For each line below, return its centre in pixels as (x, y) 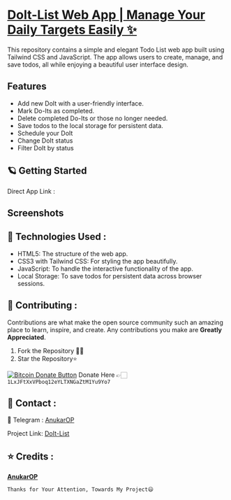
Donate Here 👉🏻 (103, 375)
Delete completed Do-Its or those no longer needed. (92, 118)
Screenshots (36, 213)
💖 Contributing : (43, 305)
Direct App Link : (31, 191)
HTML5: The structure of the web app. (73, 253)
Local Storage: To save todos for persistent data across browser (110, 276)
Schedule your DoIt (45, 133)
